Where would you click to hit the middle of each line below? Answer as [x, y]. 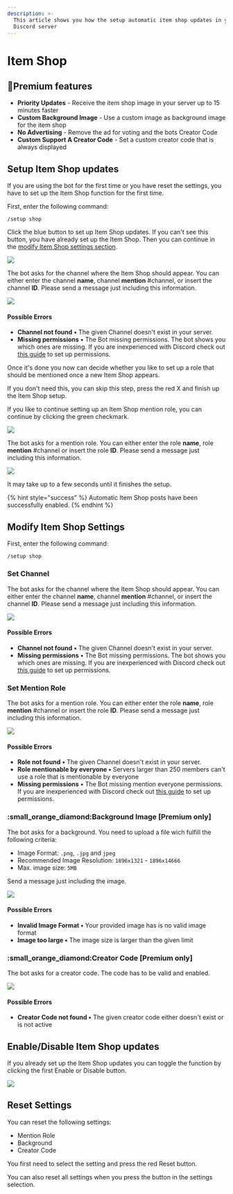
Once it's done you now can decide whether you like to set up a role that [111, 367]
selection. [21, 1184]
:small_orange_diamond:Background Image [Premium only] [109, 817]
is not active [35, 1025]
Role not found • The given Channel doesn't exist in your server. [109, 762]
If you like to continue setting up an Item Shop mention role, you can [105, 409]
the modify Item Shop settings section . [62, 247]
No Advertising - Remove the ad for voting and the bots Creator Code [118, 132]
